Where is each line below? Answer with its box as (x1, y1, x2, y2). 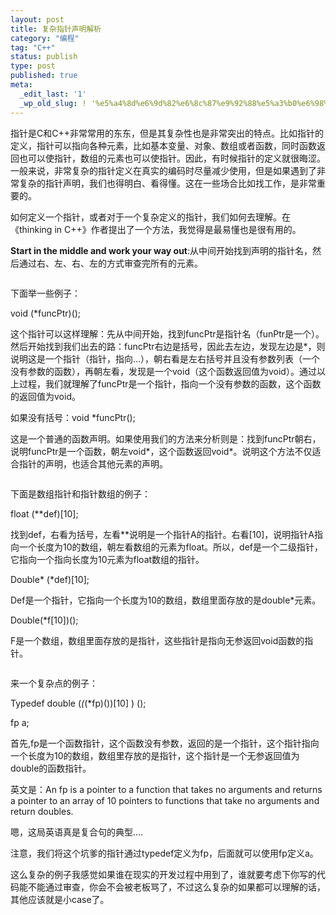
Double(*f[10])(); (10, 614, 79, 626)
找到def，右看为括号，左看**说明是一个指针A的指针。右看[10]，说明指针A (10, 528, 315, 540)
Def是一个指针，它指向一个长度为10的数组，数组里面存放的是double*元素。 (10, 594, 322, 606)
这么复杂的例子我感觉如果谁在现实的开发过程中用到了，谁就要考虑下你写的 (10, 868, 317, 880)
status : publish (10, 52, 78, 62)
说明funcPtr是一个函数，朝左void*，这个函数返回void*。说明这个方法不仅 (10, 445, 313, 457)
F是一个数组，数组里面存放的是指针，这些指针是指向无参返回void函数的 (10, 634, 305, 646)
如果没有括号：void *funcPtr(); (10, 411, 136, 423)
